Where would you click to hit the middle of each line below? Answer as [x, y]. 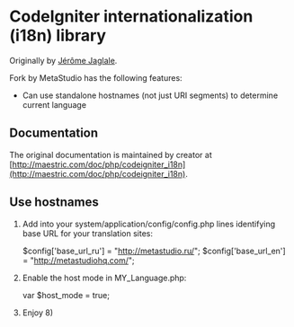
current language [54, 104]
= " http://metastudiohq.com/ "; [78, 260]
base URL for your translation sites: [87, 233]
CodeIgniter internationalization [131, 17]
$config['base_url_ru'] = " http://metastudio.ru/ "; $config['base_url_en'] [154, 251]
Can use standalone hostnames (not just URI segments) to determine [150, 95]
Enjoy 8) [38, 313]
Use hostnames [54, 203]
